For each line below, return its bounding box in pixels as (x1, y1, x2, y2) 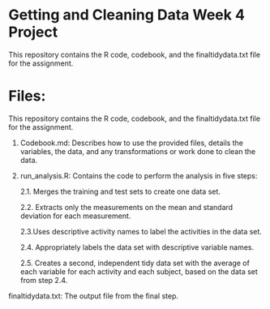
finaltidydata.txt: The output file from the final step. (8, 290, 179, 301)
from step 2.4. (19, 275, 68, 285)
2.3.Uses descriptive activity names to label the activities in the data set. (19, 226, 262, 236)
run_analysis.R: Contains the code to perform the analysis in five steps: (19, 170, 258, 180)
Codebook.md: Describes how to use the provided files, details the (19, 138, 243, 148)
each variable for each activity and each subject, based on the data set (19, 266, 258, 277)
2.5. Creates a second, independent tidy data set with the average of (19, 258, 250, 268)
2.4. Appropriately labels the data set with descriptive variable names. (19, 242, 255, 252)
